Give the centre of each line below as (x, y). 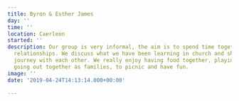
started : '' (25, 41)
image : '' (22, 73)
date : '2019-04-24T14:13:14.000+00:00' (67, 80)
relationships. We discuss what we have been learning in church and (119, 54)
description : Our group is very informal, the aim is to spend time (111, 47)
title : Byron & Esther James (51, 14)
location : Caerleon (36, 34)
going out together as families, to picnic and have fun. (102, 67)
